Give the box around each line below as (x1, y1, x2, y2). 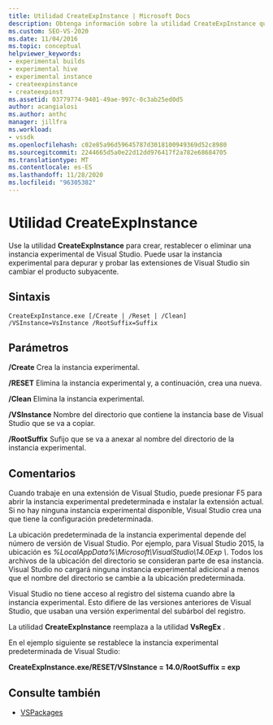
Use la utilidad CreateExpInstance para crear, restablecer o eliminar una (8, 240, 252, 250)
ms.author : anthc (8, 111, 67, 119)
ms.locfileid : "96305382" (8, 178, 96, 187)
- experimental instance (8, 72, 93, 81)
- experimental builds (8, 58, 85, 66)
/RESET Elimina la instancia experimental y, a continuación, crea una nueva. (8, 378, 262, 388)
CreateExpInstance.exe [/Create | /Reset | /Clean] (8, 311, 187, 320)
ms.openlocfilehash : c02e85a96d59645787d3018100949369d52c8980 (8, 140, 227, 149)
